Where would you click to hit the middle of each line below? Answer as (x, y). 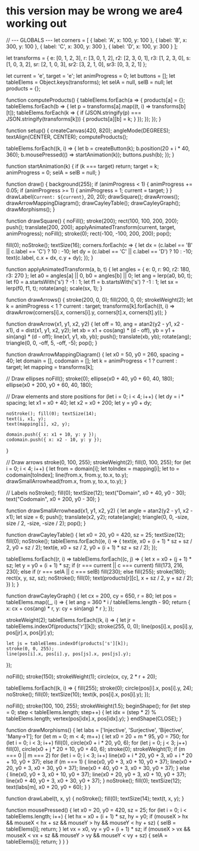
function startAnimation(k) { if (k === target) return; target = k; (83, 166)
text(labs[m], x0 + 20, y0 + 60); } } (48, 787)
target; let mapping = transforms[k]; (50, 367)
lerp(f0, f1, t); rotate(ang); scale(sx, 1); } (54, 288)
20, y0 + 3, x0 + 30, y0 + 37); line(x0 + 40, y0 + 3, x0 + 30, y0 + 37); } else (98, 768)
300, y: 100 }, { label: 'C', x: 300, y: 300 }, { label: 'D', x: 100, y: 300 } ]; (92, 46)
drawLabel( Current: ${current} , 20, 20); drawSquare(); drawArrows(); (93, 196)
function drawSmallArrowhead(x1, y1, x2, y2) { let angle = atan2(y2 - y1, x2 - (99, 511)
